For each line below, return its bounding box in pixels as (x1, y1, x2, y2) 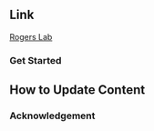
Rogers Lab (9, 31, 53, 42)
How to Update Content (9, 82, 146, 98)
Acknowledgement (9, 109, 96, 122)
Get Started (9, 54, 62, 66)
